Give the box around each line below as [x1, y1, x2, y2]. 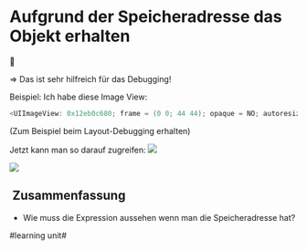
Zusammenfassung [12, 188, 126, 203]
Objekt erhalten [9, 26, 131, 47]
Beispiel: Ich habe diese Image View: [9, 91, 148, 102]
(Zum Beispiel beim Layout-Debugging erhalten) [9, 125, 191, 136]
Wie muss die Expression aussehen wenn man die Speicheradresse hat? [22, 212, 296, 223]
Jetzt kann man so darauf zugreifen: [9, 144, 146, 155]
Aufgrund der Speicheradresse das [9, 6, 282, 27]
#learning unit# [9, 230, 67, 241]
